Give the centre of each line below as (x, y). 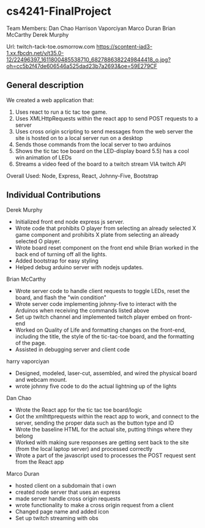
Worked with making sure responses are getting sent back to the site (102, 442)
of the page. (31, 343)
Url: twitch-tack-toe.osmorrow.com (51, 46)
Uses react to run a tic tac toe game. (61, 112)
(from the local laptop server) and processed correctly (84, 448)
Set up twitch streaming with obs (57, 518)
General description (45, 85)
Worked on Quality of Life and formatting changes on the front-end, (100, 330)
